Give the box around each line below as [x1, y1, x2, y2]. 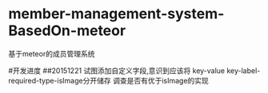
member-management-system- [8, 5, 225, 23]
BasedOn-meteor [8, 21, 126, 40]
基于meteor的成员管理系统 [8, 48, 95, 58]
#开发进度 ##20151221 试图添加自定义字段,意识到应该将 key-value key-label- [8, 65, 261, 76]
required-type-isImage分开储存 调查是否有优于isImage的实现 [8, 76, 210, 85]
